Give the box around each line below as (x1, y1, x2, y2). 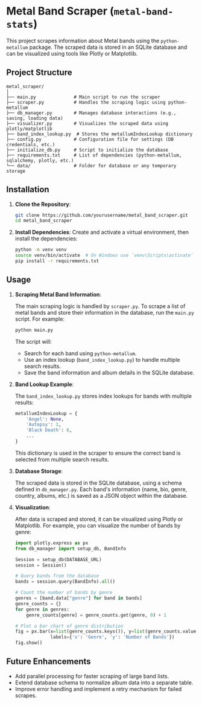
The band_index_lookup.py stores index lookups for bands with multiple (14, 392, 192, 399)
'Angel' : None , (26, 416, 65, 422)
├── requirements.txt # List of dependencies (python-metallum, (6, 152, 182, 158)
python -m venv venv (14, 246, 67, 253)
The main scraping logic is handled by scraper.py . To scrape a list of (14, 302, 186, 309)
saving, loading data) (6, 115, 63, 121)
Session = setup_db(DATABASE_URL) (14, 556, 102, 562)
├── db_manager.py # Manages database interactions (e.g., (6, 110, 177, 116)
